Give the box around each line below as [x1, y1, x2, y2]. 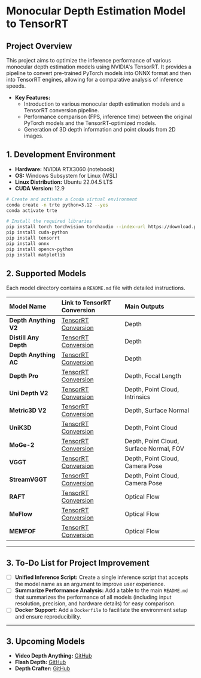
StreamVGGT [9, 476, 47, 484]
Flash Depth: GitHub [14, 659, 66, 666]
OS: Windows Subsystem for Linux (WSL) [14, 172, 118, 179]
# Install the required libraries [6, 218, 93, 225]
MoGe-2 [9, 441, 35, 449]
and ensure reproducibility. [14, 613, 82, 620]
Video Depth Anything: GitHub [14, 652, 92, 659]
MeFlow [9, 510, 33, 518]
